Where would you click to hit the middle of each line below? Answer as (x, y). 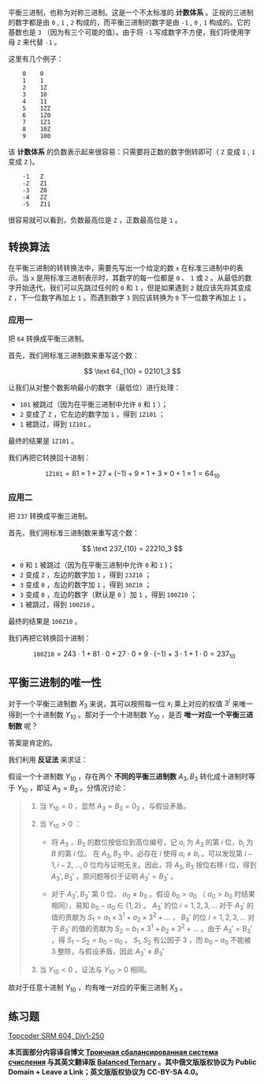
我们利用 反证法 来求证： (48, 760)
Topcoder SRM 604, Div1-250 (56, 1036)
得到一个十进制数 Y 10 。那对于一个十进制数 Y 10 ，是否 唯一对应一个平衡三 (127, 716)
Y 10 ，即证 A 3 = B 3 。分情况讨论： (73, 788)
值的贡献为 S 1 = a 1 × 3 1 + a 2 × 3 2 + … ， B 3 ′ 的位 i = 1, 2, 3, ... (149, 917)
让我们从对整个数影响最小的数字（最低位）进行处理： (95, 387)
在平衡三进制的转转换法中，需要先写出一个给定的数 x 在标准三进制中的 (123, 267)
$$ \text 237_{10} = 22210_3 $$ (132, 549)
